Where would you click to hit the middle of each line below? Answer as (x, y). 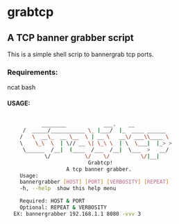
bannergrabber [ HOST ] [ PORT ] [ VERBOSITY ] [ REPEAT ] (94, 182)
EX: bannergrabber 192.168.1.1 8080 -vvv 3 (77, 214)
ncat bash (22, 87)
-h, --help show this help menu (68, 189)
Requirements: (33, 72)
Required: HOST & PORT (52, 201)
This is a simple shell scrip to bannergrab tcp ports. (80, 54)
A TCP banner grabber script (70, 38)
